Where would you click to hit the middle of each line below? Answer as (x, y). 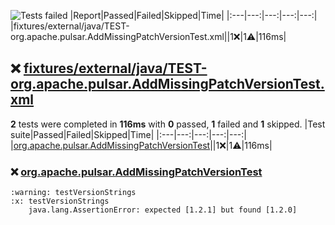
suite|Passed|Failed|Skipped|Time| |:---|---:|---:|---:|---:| (128, 134)
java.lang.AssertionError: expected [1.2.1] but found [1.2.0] (163, 210)
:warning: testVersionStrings (73, 193)
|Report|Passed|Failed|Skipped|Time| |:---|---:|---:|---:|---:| (193, 15)
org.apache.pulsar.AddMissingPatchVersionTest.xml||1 (122, 36)
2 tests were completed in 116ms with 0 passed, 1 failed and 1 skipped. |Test (168, 124)
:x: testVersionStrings (60, 201)
